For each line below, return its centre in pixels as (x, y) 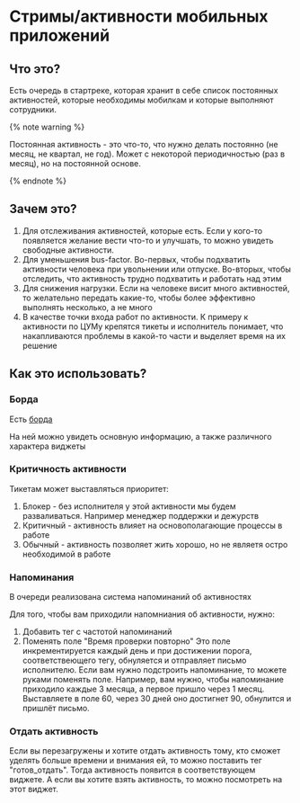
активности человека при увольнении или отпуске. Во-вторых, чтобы (157, 269)
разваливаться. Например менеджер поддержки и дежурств (140, 515)
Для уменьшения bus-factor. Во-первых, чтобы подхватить (136, 259)
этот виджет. (34, 790)
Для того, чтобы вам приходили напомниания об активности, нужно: (142, 614)
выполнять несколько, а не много (87, 307)
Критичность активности (68, 469)
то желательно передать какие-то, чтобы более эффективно (139, 298)
